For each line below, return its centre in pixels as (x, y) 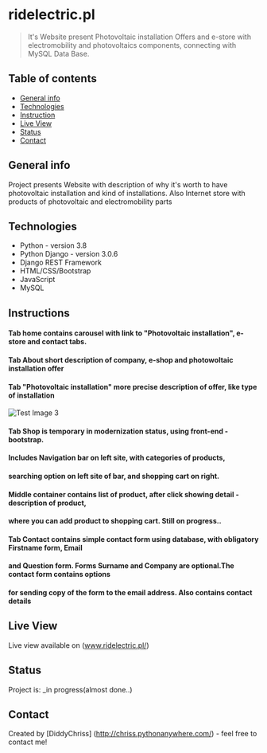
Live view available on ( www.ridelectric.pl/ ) (79, 645)
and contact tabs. (57, 342)
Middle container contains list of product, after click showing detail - (124, 494)
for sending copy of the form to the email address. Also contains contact (130, 592)
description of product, (47, 503)
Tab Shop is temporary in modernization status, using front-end (116, 431)
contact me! (28, 742)
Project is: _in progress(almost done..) (70, 689)
